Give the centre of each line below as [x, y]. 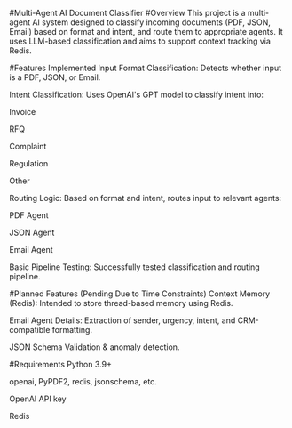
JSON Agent [32, 232]
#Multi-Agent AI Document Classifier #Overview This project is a [127, 13]
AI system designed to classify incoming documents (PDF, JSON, [151, 22]
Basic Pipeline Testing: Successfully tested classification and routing [134, 267]
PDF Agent [29, 215]
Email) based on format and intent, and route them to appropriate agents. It [146, 32]
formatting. [72, 330]
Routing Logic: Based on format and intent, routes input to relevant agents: [146, 198]
